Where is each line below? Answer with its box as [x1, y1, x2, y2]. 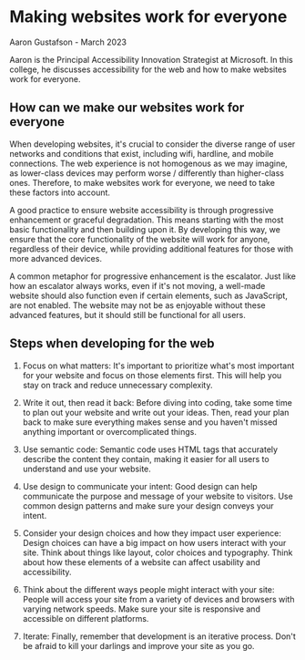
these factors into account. [9, 187, 111, 198]
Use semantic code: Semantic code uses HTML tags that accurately [22, 444, 279, 455]
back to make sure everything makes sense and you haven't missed [22, 417, 278, 428]
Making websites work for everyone [9, 6, 288, 27]
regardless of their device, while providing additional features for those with [9, 243, 294, 254]
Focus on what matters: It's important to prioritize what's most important [22, 360, 295, 371]
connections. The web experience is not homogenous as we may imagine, [9, 158, 289, 169]
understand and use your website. [22, 463, 152, 474]
